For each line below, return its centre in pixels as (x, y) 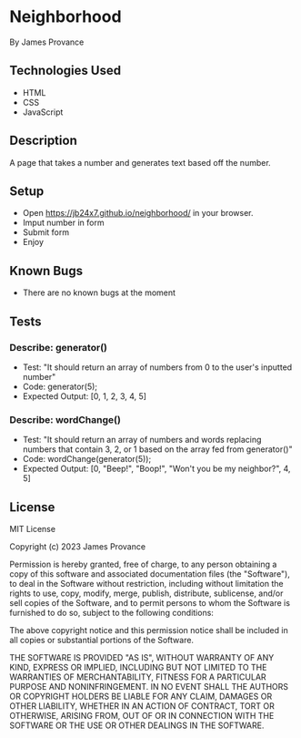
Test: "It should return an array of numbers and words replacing (142, 440)
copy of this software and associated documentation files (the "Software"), (150, 574)
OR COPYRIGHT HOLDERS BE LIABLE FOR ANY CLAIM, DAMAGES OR (141, 696)
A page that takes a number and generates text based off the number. (140, 162)
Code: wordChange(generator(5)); (87, 459)
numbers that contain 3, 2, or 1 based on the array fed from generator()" (157, 449)
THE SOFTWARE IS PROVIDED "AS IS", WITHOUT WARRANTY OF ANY (142, 657)
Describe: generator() (58, 347)
